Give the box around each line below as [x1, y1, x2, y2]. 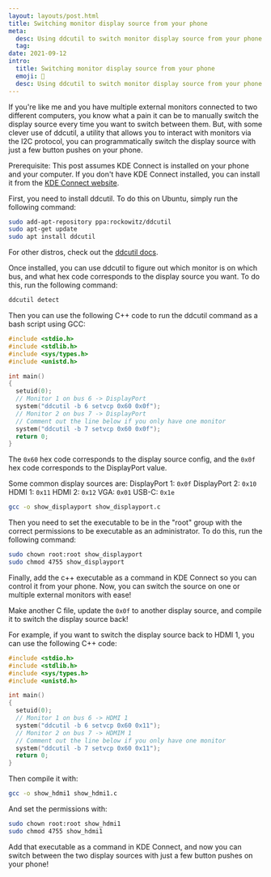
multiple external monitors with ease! [8, 590, 132, 599]
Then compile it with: [8, 774, 78, 784]
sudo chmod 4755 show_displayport [8, 558, 125, 566]
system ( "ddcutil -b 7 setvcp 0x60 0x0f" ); [15, 424, 161, 433]
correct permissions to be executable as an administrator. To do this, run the [8, 526, 263, 536]
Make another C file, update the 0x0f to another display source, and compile [8, 605, 262, 615]
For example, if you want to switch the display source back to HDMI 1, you [8, 629, 255, 640]
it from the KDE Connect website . [8, 177, 120, 187]
